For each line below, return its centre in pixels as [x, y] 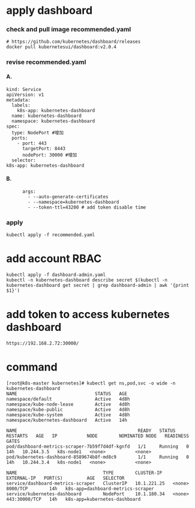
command [32, 367]
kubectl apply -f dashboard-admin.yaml [56, 275]
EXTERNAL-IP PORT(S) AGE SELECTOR [65, 478]
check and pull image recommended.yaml [69, 30]
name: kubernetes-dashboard [47, 116]
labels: [21, 105]
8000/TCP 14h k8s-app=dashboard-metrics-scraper [80, 489]
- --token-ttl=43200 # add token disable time [87, 207]
